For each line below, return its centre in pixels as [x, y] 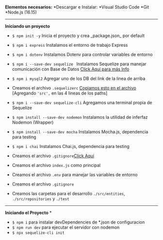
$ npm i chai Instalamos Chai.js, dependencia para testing [71, 146]
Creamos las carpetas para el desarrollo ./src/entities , [68, 194]
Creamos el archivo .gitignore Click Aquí [53, 156]
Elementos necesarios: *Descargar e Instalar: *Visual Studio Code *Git [77, 7]
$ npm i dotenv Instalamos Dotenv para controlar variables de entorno [82, 55]
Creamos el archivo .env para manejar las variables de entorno [75, 175]
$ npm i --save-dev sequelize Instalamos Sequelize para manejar [79, 64]
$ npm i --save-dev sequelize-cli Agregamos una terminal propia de [82, 102]
